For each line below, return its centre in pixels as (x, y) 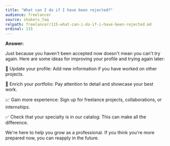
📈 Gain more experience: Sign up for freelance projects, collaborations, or (83, 100)
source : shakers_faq (27, 19)
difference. (17, 123)
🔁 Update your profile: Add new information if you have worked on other (81, 69)
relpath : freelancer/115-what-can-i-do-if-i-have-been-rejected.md (79, 24)
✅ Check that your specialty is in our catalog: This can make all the (76, 117)
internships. (18, 107)
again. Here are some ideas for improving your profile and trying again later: (85, 59)
